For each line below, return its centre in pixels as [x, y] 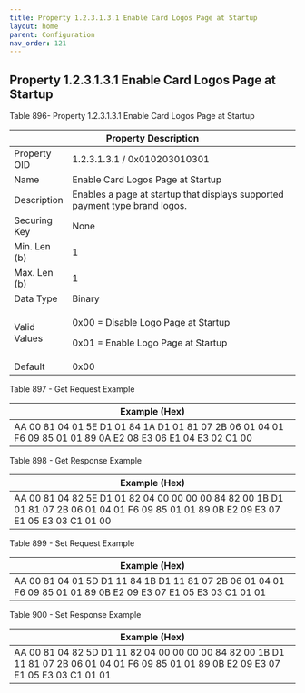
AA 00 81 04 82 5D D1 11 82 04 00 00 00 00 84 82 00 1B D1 [149, 652]
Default [30, 366]
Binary [86, 298]
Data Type [36, 298]
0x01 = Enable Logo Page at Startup [150, 343]
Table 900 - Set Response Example [75, 615]
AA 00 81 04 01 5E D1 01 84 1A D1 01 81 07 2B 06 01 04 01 [149, 427]
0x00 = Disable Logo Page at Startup [151, 323]
